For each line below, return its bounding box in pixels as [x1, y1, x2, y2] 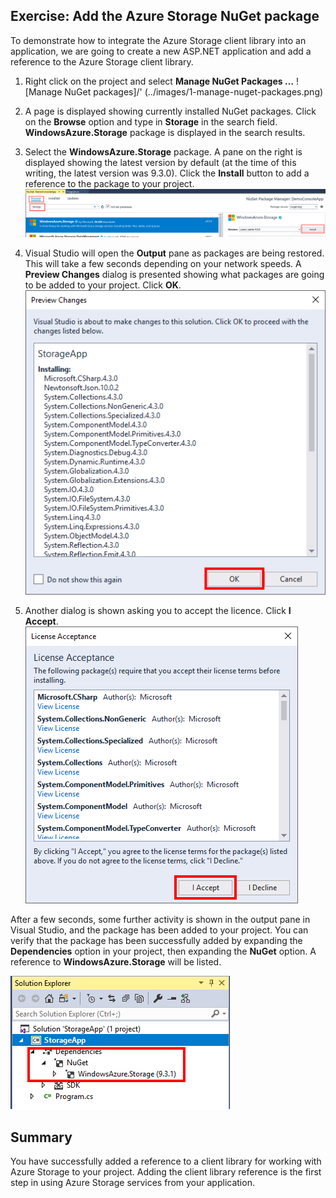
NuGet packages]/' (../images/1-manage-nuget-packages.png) [64, 85, 324, 98]
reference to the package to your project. [24, 177, 195, 189]
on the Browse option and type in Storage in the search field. [24, 115, 278, 128]
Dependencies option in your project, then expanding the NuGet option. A [10, 945, 317, 958]
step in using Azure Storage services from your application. [10, 1177, 255, 1189]
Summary [10, 1129, 73, 1146]
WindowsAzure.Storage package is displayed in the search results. [24, 126, 306, 138]
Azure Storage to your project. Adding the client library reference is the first [10, 1166, 322, 1178]
